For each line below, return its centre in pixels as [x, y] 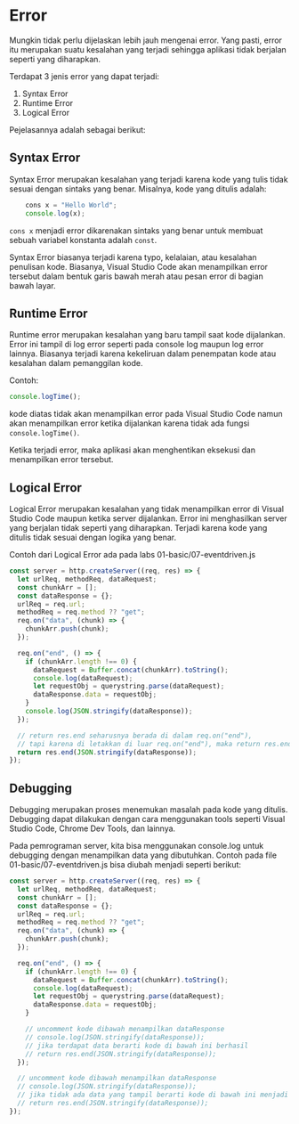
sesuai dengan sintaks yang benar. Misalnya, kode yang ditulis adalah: [138, 189]
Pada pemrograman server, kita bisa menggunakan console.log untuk [137, 846]
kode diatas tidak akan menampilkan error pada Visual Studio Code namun [146, 414]
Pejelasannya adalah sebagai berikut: [77, 129]
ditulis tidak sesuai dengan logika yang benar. [93, 537]
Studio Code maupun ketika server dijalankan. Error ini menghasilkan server [148, 518]
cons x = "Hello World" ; [71, 205]
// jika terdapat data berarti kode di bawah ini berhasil [137, 1046]
